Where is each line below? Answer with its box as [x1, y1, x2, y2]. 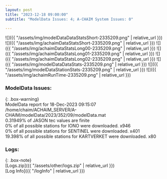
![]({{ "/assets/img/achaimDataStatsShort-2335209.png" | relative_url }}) [5, 40, 155, 46]
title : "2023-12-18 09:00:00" [5, 12, 69, 17]
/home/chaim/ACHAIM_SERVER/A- [5, 106, 77, 113]
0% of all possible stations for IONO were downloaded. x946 [5, 122, 131, 128]
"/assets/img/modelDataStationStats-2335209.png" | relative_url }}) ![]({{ [5, 67, 156, 73]
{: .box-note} [5, 157, 32, 163]
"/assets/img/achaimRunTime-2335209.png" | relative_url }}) [5, 72, 131, 78]
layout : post [5, 7, 33, 13]
